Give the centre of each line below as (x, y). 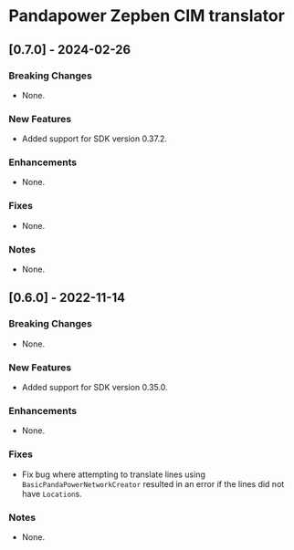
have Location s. (52, 493)
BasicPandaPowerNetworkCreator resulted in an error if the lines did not (153, 483)
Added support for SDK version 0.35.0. (94, 388)
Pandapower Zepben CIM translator (147, 16)
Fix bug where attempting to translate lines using (114, 474)
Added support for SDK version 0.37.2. (94, 139)
